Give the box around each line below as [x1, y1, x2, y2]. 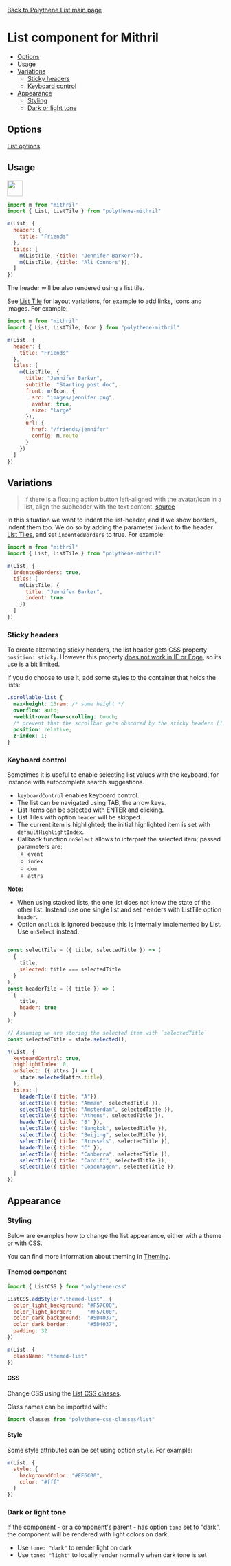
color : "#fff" [19, 1478, 60, 1486]
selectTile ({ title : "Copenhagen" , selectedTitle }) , [19, 1163, 177, 1171]
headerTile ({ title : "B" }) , [19, 1118, 103, 1126]
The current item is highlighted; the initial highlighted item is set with [16, 821, 211, 829]
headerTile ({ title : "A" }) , [19, 1093, 100, 1100]
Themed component [7, 1268, 67, 1276]
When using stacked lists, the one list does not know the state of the [16, 898, 211, 907]
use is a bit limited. [7, 660, 60, 669]
